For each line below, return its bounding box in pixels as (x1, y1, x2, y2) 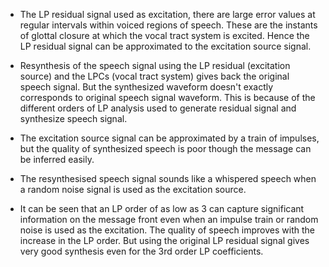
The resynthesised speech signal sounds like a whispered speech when (19, 173, 317, 184)
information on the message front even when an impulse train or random (19, 214, 319, 225)
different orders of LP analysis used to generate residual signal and (19, 102, 297, 114)
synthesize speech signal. (19, 113, 128, 124)
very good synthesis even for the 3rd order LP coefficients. (19, 245, 264, 257)
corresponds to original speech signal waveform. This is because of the (19, 92, 316, 103)
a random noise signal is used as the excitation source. (19, 184, 247, 195)
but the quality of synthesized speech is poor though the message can (19, 143, 312, 154)
